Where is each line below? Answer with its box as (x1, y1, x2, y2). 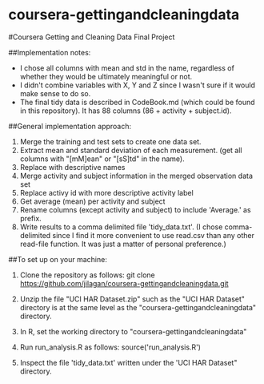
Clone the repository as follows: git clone (19, 270, 156, 280)
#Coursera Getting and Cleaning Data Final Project (8, 32, 175, 42)
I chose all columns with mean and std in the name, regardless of (19, 63, 234, 73)
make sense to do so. (19, 88, 91, 98)
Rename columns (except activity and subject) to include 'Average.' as (19, 204, 251, 214)
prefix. (19, 213, 42, 223)
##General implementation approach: (8, 121, 132, 131)
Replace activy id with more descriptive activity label (19, 188, 194, 197)
